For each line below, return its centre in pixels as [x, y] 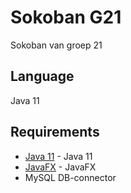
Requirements [55, 132]
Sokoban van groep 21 [56, 45]
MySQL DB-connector [70, 177]
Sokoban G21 [66, 17]
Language [42, 76]
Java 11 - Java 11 [58, 156]
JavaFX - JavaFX [60, 167]
